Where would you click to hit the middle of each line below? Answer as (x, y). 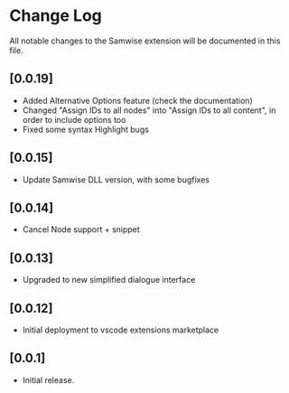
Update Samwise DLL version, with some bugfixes (116, 179)
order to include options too (74, 119)
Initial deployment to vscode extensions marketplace (121, 330)
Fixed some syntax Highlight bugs (85, 129)
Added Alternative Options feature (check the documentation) (137, 100)
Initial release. (48, 379)
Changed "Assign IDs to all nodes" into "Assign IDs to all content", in (149, 110)
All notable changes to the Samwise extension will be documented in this (145, 41)
